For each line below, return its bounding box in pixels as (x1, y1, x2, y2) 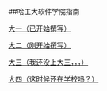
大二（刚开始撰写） (8, 40, 71, 50)
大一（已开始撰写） (8, 24, 71, 33)
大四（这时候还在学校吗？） (8, 74, 99, 83)
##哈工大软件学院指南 (8, 7, 80, 16)
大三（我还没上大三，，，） (8, 58, 89, 66)
